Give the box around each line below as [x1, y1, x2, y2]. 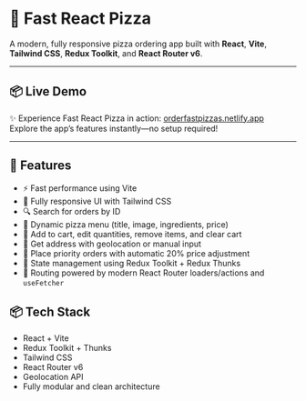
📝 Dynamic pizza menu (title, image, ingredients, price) [22, 218, 229, 230]
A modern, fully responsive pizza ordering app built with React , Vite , [9, 38, 267, 49]
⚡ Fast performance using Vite [22, 182, 138, 194]
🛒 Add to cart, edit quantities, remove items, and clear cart [22, 228, 242, 239]
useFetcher [22, 278, 65, 287]
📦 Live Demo [9, 84, 87, 99]
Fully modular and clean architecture [22, 381, 161, 392]
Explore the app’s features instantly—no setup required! [9, 123, 219, 134]
